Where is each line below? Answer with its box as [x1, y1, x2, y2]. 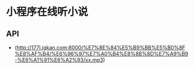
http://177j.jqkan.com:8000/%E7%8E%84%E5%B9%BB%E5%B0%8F [16, 44, 186, 51]
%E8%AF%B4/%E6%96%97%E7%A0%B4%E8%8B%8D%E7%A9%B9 [14, 50, 189, 57]
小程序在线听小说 [6, 5, 89, 19]
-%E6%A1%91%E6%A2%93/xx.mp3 [14, 56, 103, 63]
